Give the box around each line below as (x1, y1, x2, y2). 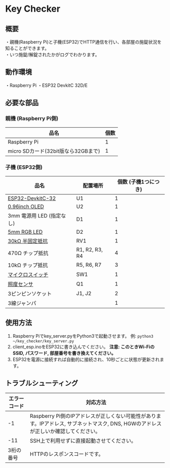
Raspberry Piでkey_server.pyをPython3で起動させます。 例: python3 (12, 333, 154, 339)
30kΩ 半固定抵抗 (8, 237, 48, 244)
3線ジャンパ (8, 300, 36, 307)
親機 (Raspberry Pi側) (5, 115, 59, 122)
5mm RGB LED (8, 228, 43, 235)
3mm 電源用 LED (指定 (8, 212, 61, 219)
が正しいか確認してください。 (29, 428, 101, 435)
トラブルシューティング (5, 379, 78, 387)
